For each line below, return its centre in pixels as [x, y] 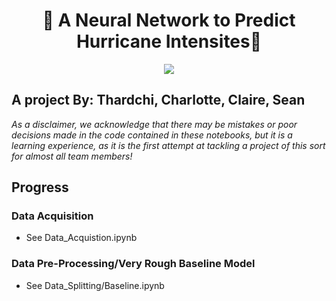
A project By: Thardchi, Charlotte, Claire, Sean [158, 100]
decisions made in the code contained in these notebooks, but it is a [152, 135]
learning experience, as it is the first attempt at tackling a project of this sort [168, 145]
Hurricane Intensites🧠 [169, 41]
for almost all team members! [72, 156]
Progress [40, 187]
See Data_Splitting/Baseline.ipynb [95, 285]
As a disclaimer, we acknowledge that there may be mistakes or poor [154, 124]
